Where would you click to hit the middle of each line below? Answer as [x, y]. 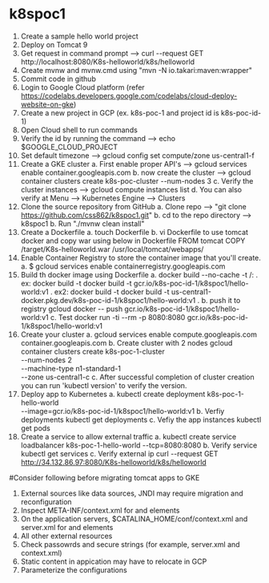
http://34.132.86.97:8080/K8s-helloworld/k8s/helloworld [113, 462]
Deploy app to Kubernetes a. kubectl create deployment [113, 394]
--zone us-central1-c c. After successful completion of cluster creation [137, 377]
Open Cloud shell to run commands [79, 130]
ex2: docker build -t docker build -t [112, 291]
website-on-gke [47, 104]
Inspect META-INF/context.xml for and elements [100, 510]
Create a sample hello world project [79, 36]
